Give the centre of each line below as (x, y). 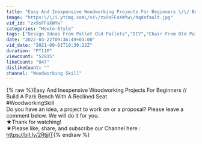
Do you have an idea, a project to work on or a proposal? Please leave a (95, 109)
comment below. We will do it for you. (53, 116)
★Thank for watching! (34, 122)
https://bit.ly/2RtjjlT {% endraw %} (48, 135)
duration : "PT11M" (29, 51)
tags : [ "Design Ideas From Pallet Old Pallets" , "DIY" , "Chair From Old (96, 34)
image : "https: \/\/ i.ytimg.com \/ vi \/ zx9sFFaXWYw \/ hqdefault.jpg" (90, 17)
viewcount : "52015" (31, 56)
